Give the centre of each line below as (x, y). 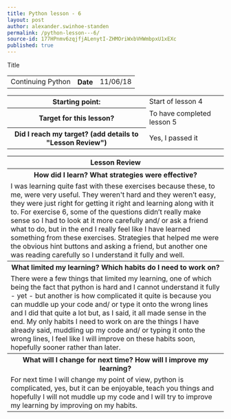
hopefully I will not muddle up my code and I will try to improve (111, 397)
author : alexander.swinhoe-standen (58, 26)
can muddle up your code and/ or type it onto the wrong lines (109, 304)
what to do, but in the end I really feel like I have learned (100, 229)
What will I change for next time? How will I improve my (115, 360)
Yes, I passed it (173, 138)
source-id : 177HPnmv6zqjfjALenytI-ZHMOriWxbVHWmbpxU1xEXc (92, 39)
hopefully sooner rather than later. (66, 347)
